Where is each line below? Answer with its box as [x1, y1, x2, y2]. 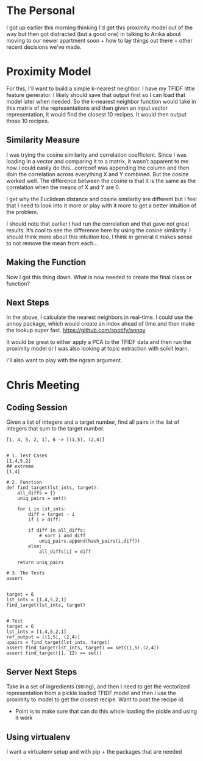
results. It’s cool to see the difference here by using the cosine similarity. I [6, 226, 191, 234]
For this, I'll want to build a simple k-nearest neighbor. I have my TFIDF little [6, 85, 195, 92]
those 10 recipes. [6, 117, 49, 124]
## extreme [6, 463, 34, 470]
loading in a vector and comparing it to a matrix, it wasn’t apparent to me [6, 157, 189, 165]
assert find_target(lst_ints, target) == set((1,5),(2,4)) [6, 645, 160, 651]
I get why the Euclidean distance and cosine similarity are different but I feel [6, 195, 197, 202]
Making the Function [6, 257, 87, 268]
